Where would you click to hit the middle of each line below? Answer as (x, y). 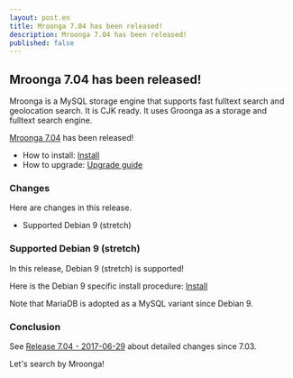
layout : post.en (40, 18)
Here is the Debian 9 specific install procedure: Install (109, 286)
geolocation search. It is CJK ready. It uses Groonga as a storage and (138, 111)
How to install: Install (61, 155)
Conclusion (35, 327)
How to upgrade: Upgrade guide (82, 165)
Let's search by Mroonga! (57, 364)
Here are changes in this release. (71, 207)
